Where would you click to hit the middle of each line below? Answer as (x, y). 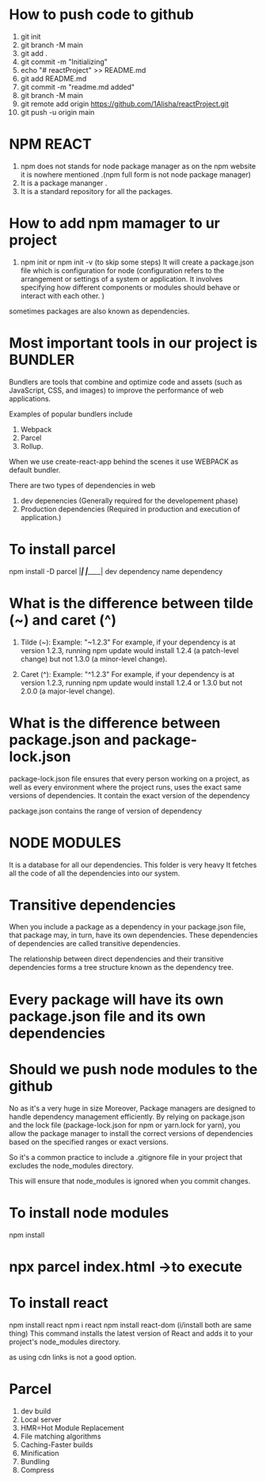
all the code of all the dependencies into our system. (95, 873)
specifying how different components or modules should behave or (130, 287)
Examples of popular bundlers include (71, 414)
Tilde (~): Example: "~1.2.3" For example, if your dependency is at (128, 642)
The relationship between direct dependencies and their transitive (116, 959)
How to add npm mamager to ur (115, 224)
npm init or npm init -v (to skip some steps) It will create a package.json (137, 262)
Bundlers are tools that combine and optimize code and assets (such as (125, 382)
